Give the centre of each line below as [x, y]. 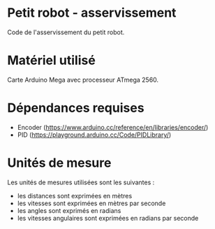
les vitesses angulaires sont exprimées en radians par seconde [108, 218]
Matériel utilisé [51, 60]
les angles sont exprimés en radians [69, 210]
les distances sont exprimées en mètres [75, 195]
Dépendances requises [76, 108]
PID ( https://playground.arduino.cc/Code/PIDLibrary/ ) [94, 135]
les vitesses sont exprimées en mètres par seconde [91, 203]
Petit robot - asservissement [92, 13]
